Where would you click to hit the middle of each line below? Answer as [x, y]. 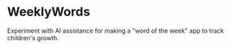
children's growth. [33, 37]
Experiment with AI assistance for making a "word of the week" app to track [115, 31]
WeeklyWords [49, 12]
